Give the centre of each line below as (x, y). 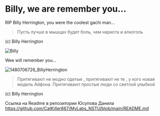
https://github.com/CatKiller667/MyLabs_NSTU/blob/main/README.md (77, 108)
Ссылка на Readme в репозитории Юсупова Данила (59, 103)
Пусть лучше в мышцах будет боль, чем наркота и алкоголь (80, 32)
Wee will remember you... (31, 60)
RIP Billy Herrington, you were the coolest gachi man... (60, 22)
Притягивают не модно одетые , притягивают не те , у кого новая (86, 79)
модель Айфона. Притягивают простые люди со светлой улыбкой (86, 84)
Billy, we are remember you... (66, 9)
